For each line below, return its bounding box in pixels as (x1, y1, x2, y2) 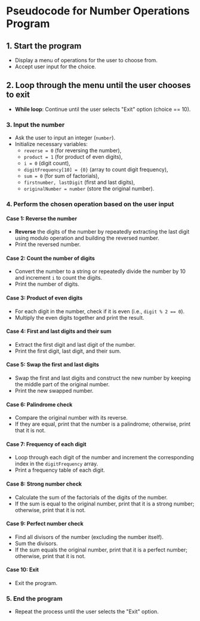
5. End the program (6, 594, 63, 602)
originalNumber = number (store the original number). (23, 185, 155, 192)
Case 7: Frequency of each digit (6, 440, 87, 447)
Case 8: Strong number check (6, 480, 82, 487)
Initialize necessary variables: (14, 141, 88, 148)
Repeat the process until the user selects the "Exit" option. (14, 608, 159, 615)
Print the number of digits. (14, 280, 79, 288)
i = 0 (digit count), (23, 160, 70, 167)
